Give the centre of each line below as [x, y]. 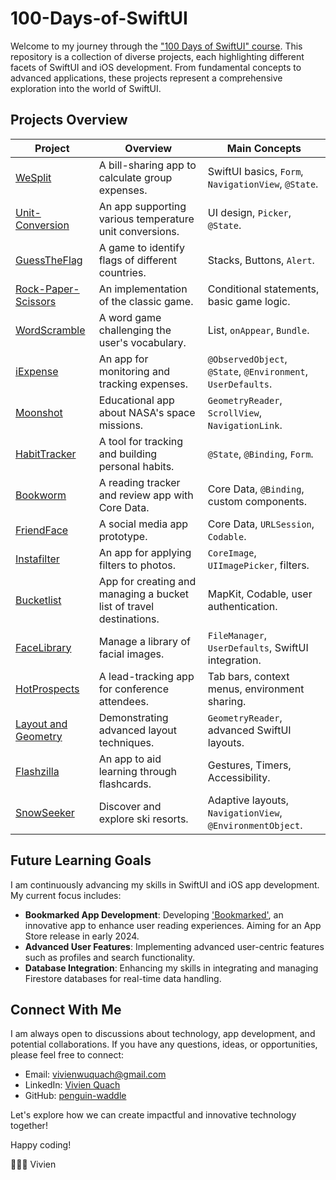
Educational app [136, 400]
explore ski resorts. [143, 819]
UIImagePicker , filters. [258, 565]
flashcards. [125, 784]
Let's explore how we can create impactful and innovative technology [153, 1115]
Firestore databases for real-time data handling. [123, 978]
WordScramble [50, 330]
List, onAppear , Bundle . [258, 330]
